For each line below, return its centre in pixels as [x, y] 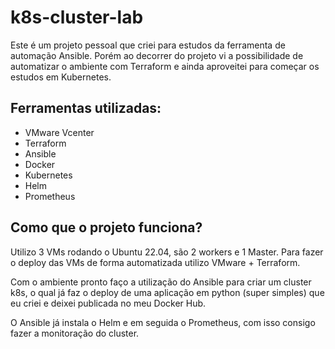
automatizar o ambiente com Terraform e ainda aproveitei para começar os [165, 66]
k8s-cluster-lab [77, 17]
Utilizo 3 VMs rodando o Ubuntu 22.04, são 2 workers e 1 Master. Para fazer [167, 252]
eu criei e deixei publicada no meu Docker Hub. [108, 303]
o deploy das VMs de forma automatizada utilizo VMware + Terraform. [155, 262]
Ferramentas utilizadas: [86, 108]
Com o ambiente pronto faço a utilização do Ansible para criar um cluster [161, 282]
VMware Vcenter [59, 132]
